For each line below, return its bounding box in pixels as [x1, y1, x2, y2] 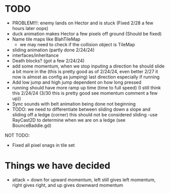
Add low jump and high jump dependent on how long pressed [12, 79, 142, 85]
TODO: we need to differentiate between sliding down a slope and [12, 106, 151, 112]
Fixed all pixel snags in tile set [12, 142, 75, 148]
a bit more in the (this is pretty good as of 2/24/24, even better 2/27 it [12, 68, 158, 74]
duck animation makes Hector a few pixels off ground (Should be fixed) [12, 30, 162, 37]
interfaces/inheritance [12, 52, 59, 58]
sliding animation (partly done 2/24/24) [12, 47, 95, 53]
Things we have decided [5, 160, 110, 172]
